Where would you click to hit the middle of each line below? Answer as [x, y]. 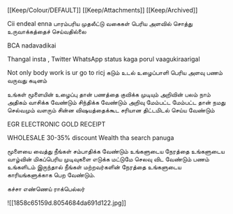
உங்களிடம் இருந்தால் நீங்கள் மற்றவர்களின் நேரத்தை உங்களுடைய [94, 167]
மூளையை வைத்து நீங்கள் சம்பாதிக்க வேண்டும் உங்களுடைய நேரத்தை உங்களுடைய [116, 151]
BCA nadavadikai [32, 45]
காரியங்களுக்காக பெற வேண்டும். [51, 175]
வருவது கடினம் [27, 80]
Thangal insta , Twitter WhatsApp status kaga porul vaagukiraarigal [104, 59]
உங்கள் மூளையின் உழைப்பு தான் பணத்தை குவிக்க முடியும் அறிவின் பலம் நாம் [109, 94]
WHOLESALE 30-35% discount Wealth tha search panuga [91, 138]
